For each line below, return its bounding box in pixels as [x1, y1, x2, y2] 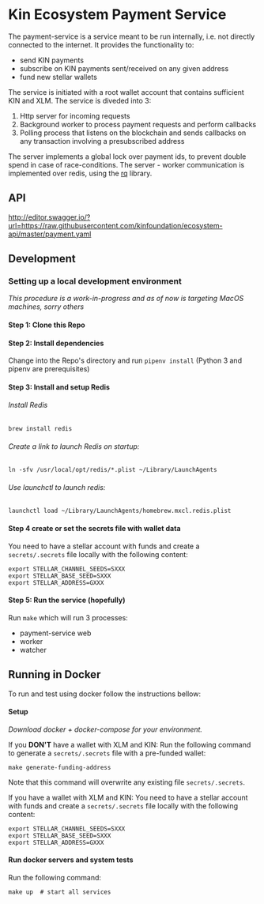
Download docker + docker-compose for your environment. [8, 725, 203, 734]
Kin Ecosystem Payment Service [8, 6, 227, 24]
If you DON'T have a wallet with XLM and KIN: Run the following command [8, 740, 251, 749]
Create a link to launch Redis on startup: [8, 441, 140, 451]
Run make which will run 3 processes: [8, 612, 128, 622]
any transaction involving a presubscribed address [19, 136, 185, 145]
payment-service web [19, 628, 92, 638]
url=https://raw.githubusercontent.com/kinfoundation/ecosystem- [8, 220, 223, 230]
